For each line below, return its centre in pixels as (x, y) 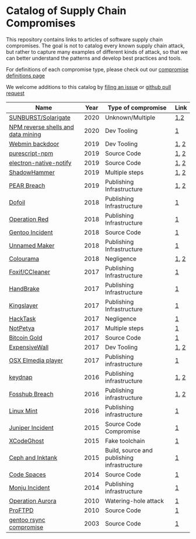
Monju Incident (29, 487)
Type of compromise (137, 108)
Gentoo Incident (31, 232)
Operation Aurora (33, 500)
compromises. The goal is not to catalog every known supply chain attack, (95, 46)
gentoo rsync (27, 520)
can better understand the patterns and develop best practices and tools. (94, 58)
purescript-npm (31, 153)
